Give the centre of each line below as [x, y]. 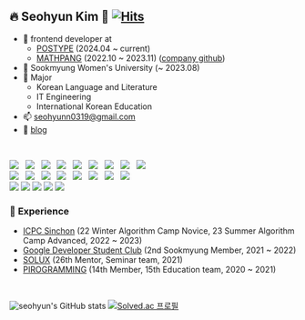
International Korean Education [94, 106]
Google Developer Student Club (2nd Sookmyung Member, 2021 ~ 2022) [159, 250]
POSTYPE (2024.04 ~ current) [93, 48]
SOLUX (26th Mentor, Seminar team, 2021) [103, 260]
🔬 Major [37, 77]
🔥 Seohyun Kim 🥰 [59, 17]
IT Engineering [64, 96]
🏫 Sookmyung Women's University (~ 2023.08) [111, 67]
